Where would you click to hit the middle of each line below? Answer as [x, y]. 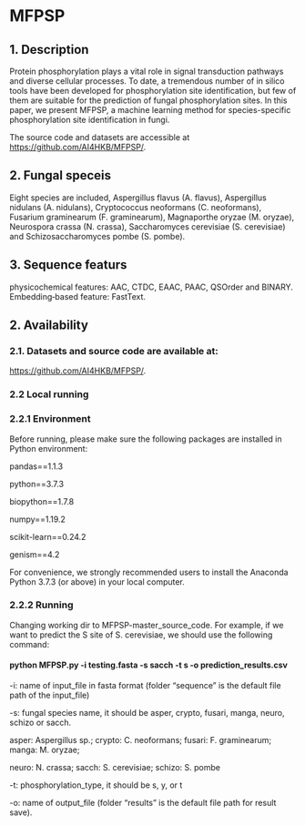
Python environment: [49, 448]
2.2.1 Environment [50, 419]
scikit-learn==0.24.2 [48, 536]
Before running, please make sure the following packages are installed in [146, 439]
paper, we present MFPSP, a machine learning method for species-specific [150, 110]
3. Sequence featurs [68, 265]
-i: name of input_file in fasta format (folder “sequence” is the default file [145, 686]
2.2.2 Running [41, 605]
